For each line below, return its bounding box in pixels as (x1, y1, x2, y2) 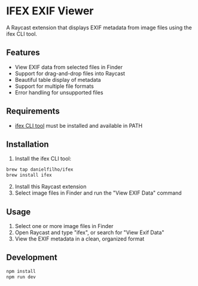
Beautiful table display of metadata (14, 76, 101, 83)
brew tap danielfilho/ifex (6, 167, 74, 173)
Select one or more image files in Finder (14, 222, 114, 229)
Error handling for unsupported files (14, 88, 103, 96)
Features (6, 48, 40, 58)
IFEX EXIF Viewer (6, 4, 94, 18)
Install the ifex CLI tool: (14, 155, 72, 162)
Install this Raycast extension (14, 183, 87, 190)
